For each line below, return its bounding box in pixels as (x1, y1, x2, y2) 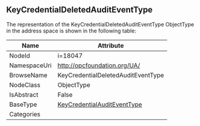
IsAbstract (9, 90, 39, 98)
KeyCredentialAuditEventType (57, 100, 143, 109)
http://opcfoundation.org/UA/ (57, 61, 140, 70)
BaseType (9, 100, 37, 109)
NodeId (9, 51, 30, 59)
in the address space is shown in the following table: (6, 27, 137, 34)
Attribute (97, 41, 125, 50)
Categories (9, 110, 41, 118)
